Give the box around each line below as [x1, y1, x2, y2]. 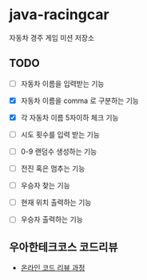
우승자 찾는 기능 [20, 181, 70, 191]
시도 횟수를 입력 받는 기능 [20, 129, 101, 139]
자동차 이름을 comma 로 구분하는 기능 [20, 96, 139, 105]
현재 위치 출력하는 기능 [20, 198, 92, 207]
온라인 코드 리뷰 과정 [20, 263, 85, 273]
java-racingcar [9, 6, 110, 24]
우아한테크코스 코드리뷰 [9, 240, 118, 254]
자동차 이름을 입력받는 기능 [20, 78, 105, 89]
